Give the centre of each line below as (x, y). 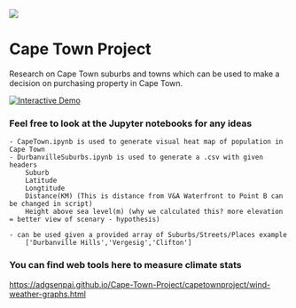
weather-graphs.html (48, 294)
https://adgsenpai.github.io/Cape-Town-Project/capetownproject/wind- (140, 284)
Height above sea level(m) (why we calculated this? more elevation (154, 212)
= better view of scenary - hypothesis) (85, 220)
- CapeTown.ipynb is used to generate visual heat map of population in (146, 142)
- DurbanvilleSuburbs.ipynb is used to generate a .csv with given (136, 158)
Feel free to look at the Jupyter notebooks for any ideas (131, 123)
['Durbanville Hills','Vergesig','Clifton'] (109, 243)
